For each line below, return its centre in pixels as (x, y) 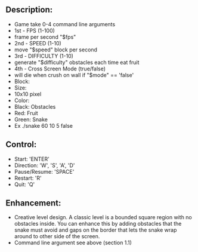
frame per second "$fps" (45, 37)
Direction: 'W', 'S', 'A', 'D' (44, 165)
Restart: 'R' (28, 178)
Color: (22, 100)
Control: (21, 145)
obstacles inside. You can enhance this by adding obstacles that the (98, 224)
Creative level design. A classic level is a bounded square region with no (103, 217)
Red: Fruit (26, 113)
